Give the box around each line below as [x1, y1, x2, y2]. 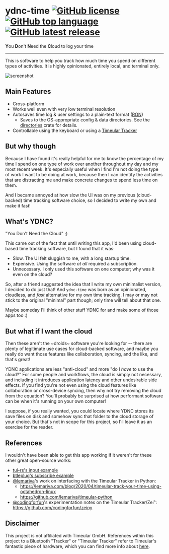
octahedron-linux [20, 489, 56, 495]
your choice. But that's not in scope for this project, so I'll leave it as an [5, 419, 152, 425]
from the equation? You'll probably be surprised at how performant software [5, 393, 163, 399]
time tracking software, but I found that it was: [19, 246, 115, 252]
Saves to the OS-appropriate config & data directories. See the [20, 116, 150, 123]
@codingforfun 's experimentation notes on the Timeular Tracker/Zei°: [12, 499, 157, 505]
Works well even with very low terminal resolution [12, 106, 116, 112]
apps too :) [5, 312, 28, 318]
